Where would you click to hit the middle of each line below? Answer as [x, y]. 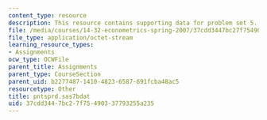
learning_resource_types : [51, 45]
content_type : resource [48, 15]
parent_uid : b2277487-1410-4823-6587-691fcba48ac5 [94, 81]
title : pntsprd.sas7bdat [49, 96]
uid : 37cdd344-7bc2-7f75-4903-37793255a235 [81, 103]
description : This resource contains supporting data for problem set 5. [133, 23]
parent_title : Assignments [53, 67]
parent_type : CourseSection [55, 74]
